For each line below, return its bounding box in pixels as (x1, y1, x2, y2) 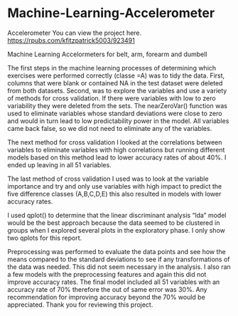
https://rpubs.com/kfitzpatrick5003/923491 (7, 36, 135, 44)
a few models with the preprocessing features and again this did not (7, 270, 207, 278)
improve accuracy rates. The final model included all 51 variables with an (7, 278, 220, 286)
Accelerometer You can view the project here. (7, 28, 142, 37)
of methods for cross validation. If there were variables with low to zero (7, 94, 216, 102)
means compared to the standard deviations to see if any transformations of (7, 255, 230, 263)
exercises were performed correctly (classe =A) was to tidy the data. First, (7, 71, 225, 80)
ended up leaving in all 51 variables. (7, 160, 112, 169)
